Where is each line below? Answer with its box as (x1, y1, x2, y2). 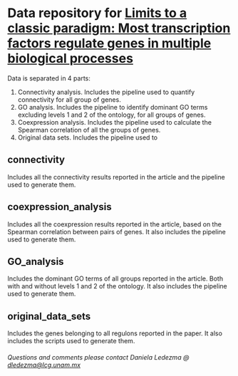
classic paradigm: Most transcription (7, 20, 231, 36)
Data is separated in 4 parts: (7, 73, 91, 83)
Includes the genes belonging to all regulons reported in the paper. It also (7, 329, 223, 338)
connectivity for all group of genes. (17, 95, 121, 104)
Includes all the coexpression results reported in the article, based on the (7, 219, 222, 229)
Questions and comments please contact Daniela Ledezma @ (7, 352, 190, 361)
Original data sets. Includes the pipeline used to (17, 133, 158, 142)
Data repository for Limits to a (7, 5, 187, 21)
